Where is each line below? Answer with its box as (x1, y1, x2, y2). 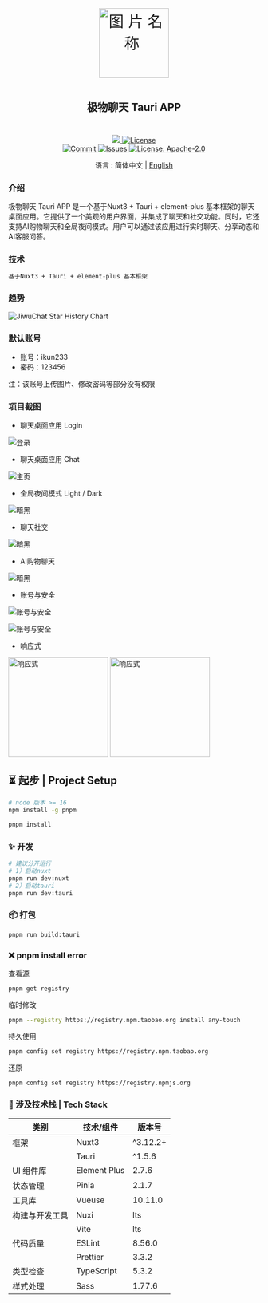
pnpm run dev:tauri (8, 889, 73, 897)
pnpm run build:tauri (8, 930, 81, 938)
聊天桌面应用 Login (19, 421, 83, 430)
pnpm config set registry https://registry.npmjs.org (8, 1079, 191, 1087)
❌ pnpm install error (8, 950, 88, 961)
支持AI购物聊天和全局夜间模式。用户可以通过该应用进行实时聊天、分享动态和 (8, 222, 260, 231)
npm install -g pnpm (8, 806, 77, 815)
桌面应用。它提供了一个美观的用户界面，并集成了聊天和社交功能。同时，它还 (8, 211, 260, 222)
